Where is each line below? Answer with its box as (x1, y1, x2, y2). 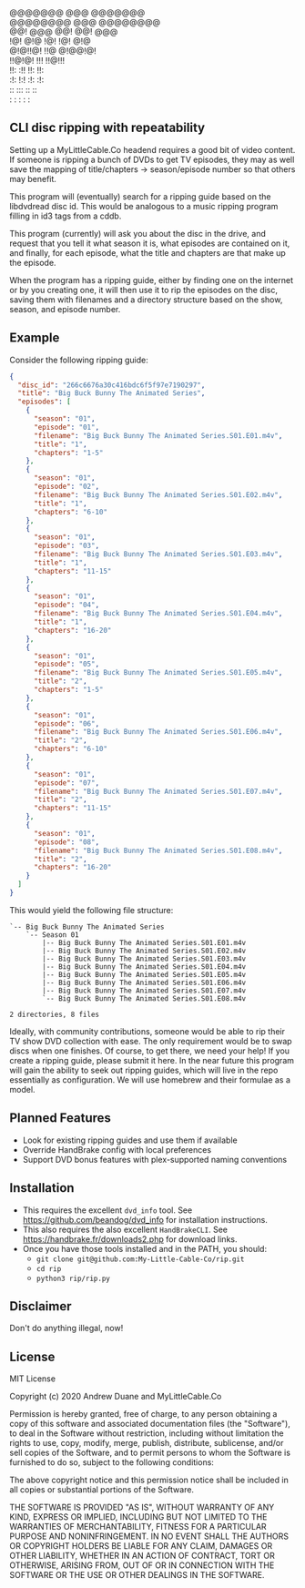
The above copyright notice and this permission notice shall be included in (9, 1474, 289, 1486)
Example (9, 331, 60, 346)
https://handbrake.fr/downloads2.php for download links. (22, 1233, 238, 1245)
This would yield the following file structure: (9, 904, 174, 915)
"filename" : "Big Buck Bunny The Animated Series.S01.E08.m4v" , (33, 846, 283, 855)
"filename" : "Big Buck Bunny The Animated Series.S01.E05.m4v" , (33, 668, 283, 677)
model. (9, 1084, 36, 1094)
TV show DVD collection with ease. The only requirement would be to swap (9, 1035, 293, 1046)
